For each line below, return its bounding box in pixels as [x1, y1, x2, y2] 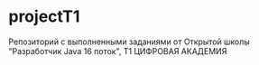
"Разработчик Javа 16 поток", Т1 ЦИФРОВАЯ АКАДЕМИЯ [8, 45, 227, 56]
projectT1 [8, 6, 80, 27]
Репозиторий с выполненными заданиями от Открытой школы [8, 36, 250, 47]
